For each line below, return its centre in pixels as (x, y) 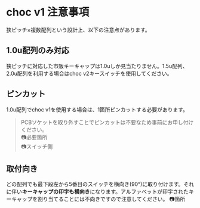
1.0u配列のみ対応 (38, 50)
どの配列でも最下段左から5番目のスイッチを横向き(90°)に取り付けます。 (95, 184)
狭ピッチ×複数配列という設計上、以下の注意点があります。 (78, 30)
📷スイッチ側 (37, 146)
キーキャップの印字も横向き (56, 192)
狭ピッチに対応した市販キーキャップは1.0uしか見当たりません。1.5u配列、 (97, 66)
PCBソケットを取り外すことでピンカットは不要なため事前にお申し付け (107, 122)
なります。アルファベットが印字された (142, 192)
